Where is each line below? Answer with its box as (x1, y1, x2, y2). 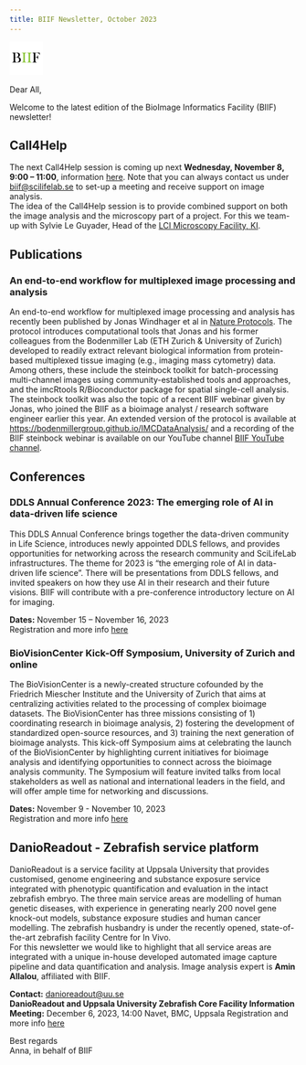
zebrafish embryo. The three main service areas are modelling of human (9, 892, 281, 904)
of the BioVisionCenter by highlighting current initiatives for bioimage (9, 747, 269, 758)
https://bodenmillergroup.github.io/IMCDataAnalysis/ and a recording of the (9, 423, 295, 434)
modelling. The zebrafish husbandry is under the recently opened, (9, 921, 259, 932)
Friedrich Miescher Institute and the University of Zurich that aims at (9, 688, 267, 699)
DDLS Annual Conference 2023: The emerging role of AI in (9, 496, 274, 509)
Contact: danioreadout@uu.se (9, 988, 125, 999)
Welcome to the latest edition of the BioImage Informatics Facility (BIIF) (9, 101, 277, 112)
